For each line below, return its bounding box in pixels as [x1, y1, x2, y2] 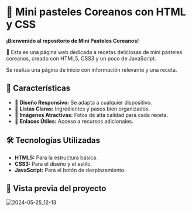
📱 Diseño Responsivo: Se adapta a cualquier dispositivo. [14, 99, 152, 106]
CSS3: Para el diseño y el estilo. [14, 160, 92, 167]
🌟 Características [6, 83, 71, 93]
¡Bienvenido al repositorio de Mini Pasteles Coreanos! [6, 37, 139, 44]
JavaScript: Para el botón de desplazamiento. [14, 166, 126, 173]
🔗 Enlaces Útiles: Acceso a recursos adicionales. [14, 118, 133, 125]
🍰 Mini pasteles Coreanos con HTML [6, 5, 186, 19]
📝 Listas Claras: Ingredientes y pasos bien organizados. [14, 105, 150, 112]
